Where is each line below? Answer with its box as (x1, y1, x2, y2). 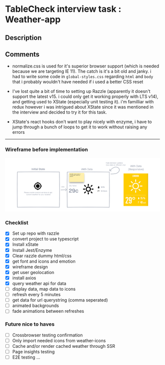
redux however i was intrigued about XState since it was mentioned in (12, 104, 154, 110)
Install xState (12, 242, 39, 247)
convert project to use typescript (12, 236, 79, 242)
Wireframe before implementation (5, 146, 88, 153)
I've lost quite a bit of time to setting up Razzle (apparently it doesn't (12, 89, 151, 94)
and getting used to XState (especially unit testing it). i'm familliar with (12, 99, 154, 105)
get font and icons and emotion (12, 258, 76, 264)
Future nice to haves (5, 321, 55, 328)
